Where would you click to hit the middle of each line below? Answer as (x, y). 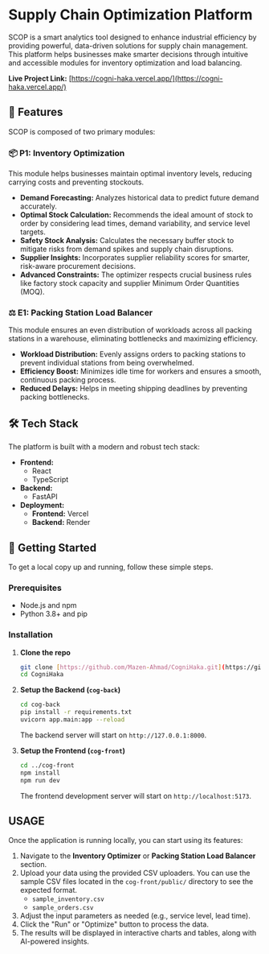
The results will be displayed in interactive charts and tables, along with (138, 933)
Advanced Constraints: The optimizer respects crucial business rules (136, 275)
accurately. (39, 206)
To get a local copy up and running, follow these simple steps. (111, 567)
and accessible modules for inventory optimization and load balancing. (125, 63)
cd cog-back (40, 705)
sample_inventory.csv (68, 899)
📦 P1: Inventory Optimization (67, 153)
